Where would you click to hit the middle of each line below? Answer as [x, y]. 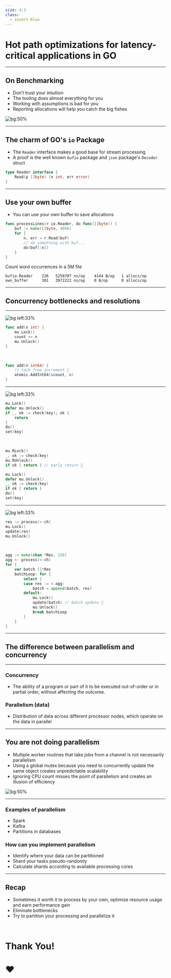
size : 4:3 [16, 10]
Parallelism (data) [27, 705]
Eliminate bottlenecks [35, 911]
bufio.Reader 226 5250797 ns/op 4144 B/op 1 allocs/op [76, 276]
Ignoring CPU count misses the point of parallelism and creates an [82, 776]
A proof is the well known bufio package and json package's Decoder [85, 157]
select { [33, 579]
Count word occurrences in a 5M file [44, 267]
